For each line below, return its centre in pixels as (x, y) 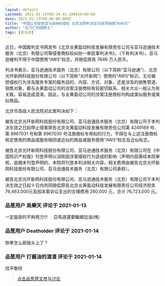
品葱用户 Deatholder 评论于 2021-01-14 (52, 231)
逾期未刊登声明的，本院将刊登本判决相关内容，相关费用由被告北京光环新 (87, 162)
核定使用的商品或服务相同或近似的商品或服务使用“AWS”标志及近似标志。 (79, 140)
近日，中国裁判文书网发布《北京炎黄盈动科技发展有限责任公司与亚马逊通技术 (82, 47)
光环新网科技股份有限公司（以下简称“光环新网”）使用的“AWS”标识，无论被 (81, 76)
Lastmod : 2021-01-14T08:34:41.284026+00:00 (50, 14)
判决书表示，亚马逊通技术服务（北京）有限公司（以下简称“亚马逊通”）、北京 (81, 70)
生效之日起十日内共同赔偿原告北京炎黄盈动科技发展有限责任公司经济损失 (82, 185)
